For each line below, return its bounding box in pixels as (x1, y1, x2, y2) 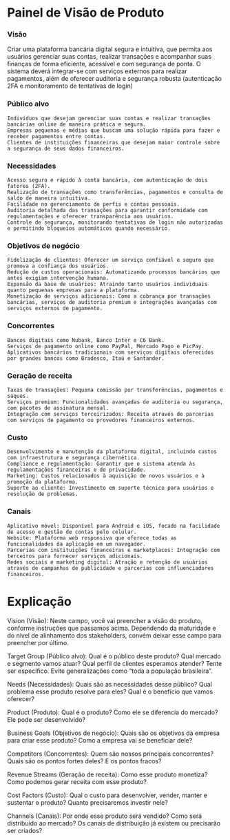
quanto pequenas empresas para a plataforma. (7, 287, 140, 294)
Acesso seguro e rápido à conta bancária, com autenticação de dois (7, 177, 208, 184)
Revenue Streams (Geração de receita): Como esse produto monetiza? (7, 770, 208, 779)
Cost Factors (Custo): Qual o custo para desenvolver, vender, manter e (7, 791, 208, 799)
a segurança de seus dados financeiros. (7, 145, 125, 152)
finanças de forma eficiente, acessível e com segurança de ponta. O (7, 60, 201, 68)
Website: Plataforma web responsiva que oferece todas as (7, 534, 177, 542)
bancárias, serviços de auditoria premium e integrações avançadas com (7, 299, 217, 306)
